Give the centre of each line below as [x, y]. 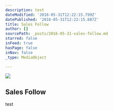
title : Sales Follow [27, 24]
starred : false [21, 39]
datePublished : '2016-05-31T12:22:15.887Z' [52, 19]
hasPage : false [21, 48]
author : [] [17, 29]
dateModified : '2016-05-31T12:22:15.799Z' [51, 15]
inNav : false [19, 52]
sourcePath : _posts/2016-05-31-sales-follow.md [57, 34]
